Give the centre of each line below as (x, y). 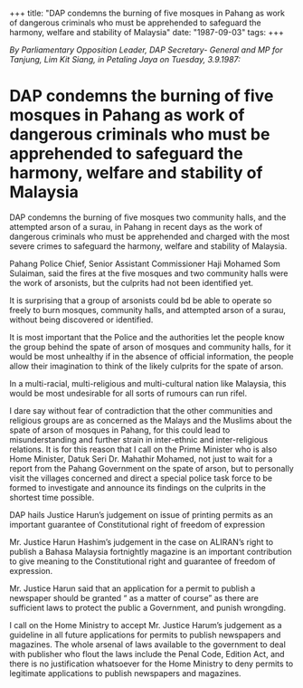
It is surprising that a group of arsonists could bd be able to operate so (141, 300)
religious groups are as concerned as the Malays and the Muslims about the (151, 420)
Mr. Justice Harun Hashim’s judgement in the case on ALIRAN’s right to (142, 541)
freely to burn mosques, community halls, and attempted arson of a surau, (148, 310)
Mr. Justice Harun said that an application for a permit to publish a (133, 588)
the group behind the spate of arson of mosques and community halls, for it (150, 347)
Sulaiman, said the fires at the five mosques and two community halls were (149, 273)
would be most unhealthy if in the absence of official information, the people (151, 356)
